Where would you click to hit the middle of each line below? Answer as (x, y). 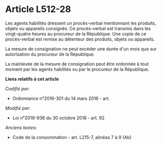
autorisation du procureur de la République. (50, 54)
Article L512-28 (38, 9)
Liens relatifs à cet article (32, 79)
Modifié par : (18, 108)
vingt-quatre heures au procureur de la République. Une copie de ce (76, 34)
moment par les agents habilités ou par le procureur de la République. (77, 69)
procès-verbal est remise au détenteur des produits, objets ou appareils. (80, 39)
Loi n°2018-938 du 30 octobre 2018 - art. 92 (58, 118)
